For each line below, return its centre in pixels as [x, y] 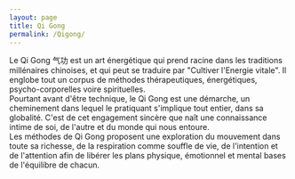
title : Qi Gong [37, 26]
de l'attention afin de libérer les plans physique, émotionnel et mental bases [147, 156]
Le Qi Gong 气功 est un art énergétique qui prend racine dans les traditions [146, 61]
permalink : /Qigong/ [48, 34]
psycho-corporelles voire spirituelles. [78, 89]
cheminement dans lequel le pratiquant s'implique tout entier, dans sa [136, 109]
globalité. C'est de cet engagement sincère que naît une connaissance [139, 118]
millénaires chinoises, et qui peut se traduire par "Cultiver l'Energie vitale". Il [148, 70]
